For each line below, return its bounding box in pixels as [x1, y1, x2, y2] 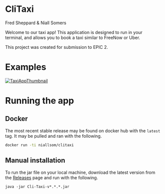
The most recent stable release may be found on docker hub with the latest [5, 127, 161, 134]
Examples [5, 62, 46, 73]
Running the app [5, 95, 74, 107]
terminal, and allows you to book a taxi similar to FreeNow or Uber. [5, 35, 140, 40]
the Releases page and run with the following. [5, 174, 98, 181]
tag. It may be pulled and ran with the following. [5, 133, 102, 139]
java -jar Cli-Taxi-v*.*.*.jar [5, 184, 70, 189]
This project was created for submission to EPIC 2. [5, 44, 108, 50]
